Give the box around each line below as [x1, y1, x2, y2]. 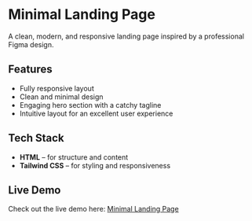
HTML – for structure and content [19, 152, 129, 162]
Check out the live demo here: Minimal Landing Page [8, 204, 179, 214]
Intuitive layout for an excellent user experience [19, 109, 173, 118]
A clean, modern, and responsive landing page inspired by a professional [8, 31, 245, 41]
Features [8, 63, 53, 76]
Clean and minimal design [19, 92, 104, 101]
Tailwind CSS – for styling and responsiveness [19, 160, 171, 170]
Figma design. [8, 39, 54, 49]
